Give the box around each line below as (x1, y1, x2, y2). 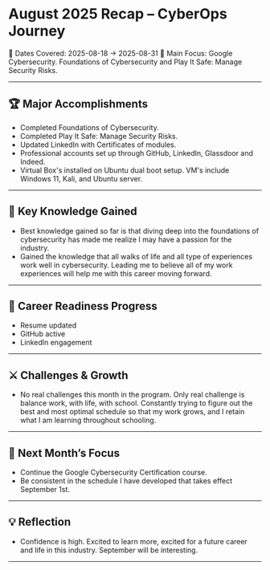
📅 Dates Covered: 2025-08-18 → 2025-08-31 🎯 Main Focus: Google (8, 48, 233, 58)
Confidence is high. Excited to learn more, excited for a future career (19, 536, 247, 546)
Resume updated (19, 320, 77, 330)
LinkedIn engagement (19, 338, 92, 348)
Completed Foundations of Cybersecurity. (19, 122, 159, 132)
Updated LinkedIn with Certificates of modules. (19, 140, 177, 149)
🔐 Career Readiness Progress (8, 299, 158, 313)
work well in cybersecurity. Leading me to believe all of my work (19, 260, 233, 270)
